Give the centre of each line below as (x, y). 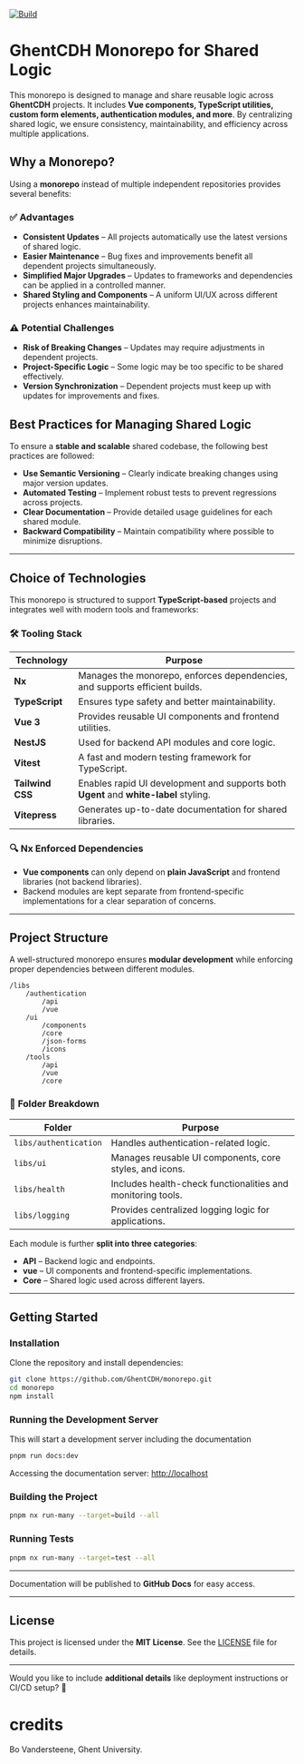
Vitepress (35, 815)
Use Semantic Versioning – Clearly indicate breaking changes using (150, 474)
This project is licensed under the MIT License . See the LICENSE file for (143, 1642)
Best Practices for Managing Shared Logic (130, 424)
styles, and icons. (148, 1169)
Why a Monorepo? (62, 162)
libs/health (40, 1189)
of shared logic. (52, 247)
